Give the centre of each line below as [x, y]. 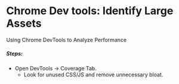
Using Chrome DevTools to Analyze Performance [67, 40]
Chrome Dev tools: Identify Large [90, 11]
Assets [24, 23]
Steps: [14, 53]
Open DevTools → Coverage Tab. [55, 68]
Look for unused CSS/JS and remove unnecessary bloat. [93, 75]
